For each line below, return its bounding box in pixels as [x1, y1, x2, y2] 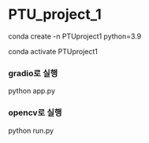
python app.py [8, 86, 56, 96]
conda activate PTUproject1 [8, 46, 99, 56]
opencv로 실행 [8, 108, 62, 119]
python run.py [8, 126, 54, 135]
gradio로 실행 [8, 68, 58, 79]
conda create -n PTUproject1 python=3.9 [8, 31, 142, 41]
